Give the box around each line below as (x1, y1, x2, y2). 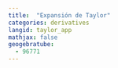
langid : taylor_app (8, 26, 72, 34)
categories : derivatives (8, 19, 90, 27)
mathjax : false (8, 33, 58, 41)
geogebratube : (8, 41, 55, 48)
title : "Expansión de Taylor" (8, 11, 111, 20)
